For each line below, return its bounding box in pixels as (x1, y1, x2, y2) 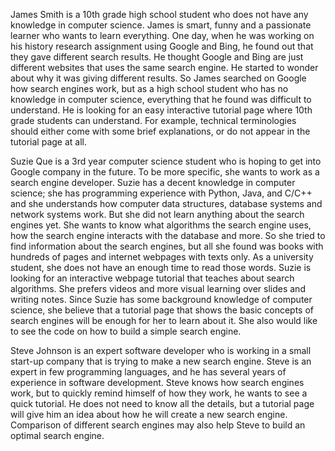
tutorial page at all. (10, 136, 87, 148)
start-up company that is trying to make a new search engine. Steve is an (10, 355, 312, 367)
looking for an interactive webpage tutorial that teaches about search (10, 272, 295, 284)
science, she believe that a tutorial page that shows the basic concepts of (10, 304, 315, 316)
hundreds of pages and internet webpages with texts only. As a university (10, 251, 314, 263)
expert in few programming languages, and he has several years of (10, 366, 287, 378)
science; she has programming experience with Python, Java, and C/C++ (10, 187, 313, 199)
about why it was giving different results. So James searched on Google (10, 72, 307, 84)
